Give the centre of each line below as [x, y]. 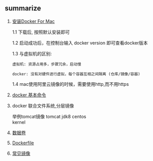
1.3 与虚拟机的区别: [32, 53]
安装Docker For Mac [33, 21]
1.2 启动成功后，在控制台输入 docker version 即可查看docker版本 [80, 43]
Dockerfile [23, 143]
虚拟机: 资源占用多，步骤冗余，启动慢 [47, 64]
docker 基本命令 [29, 95]
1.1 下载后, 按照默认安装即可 [41, 32]
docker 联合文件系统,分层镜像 [43, 106]
